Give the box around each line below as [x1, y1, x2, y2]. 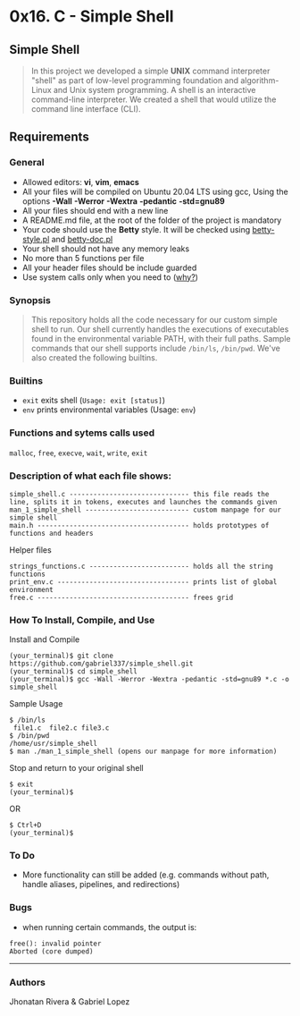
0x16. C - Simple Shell [9, 6, 174, 27]
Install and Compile [9, 634, 80, 645]
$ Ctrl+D [9, 821, 42, 830]
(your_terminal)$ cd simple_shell [9, 667, 138, 676]
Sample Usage [9, 698, 63, 709]
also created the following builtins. [30, 351, 158, 363]
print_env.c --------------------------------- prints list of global [9, 577, 278, 587]
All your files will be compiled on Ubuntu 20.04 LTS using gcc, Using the [21, 186, 288, 197]
